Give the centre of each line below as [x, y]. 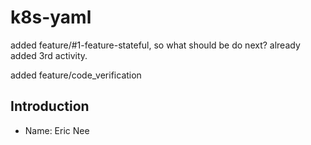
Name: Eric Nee [57, 130]
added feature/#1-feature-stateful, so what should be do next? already [155, 45]
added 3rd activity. [49, 55]
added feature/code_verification [76, 75]
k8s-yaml [51, 17]
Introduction [50, 106]
